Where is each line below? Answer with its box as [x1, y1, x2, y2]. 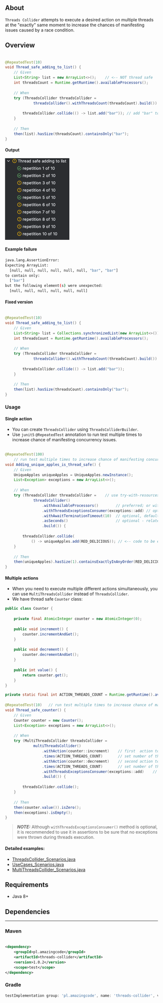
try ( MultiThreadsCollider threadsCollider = [14, 738, 108, 743]
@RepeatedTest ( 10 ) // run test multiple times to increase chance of [5, 702, 153, 708]
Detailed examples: [5, 845, 45, 851]
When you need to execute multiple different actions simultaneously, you [12, 586, 158, 592]
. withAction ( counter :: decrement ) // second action [42, 759, 153, 764]
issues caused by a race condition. [5, 27, 75, 33]
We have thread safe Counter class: [12, 596, 83, 602]
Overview [5, 41, 35, 50]
